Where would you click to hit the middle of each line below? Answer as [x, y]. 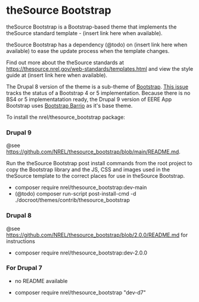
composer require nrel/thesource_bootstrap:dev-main [81, 187]
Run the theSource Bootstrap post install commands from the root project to [99, 163]
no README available [41, 281]
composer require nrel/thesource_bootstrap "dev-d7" [80, 292]
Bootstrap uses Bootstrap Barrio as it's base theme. [69, 105]
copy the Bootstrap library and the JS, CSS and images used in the [88, 169]
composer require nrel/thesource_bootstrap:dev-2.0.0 [81, 253]
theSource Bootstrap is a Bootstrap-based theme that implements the [91, 27]
